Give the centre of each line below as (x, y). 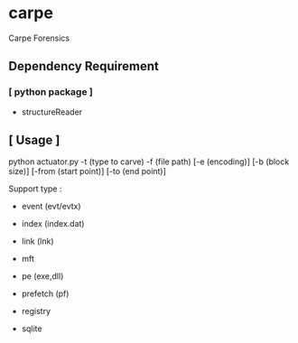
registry (36, 311)
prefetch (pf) (45, 294)
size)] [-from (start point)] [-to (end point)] (87, 171)
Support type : (35, 189)
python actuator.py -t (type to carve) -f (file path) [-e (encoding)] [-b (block (149, 162)
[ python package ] (51, 92)
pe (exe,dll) (42, 276)
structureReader (52, 112)
